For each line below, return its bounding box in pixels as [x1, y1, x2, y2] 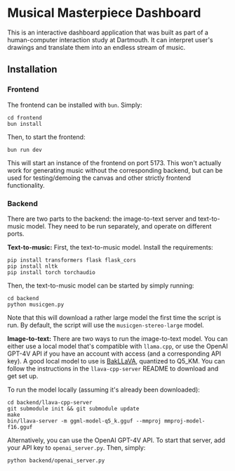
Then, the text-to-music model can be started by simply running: [7, 281, 194, 290]
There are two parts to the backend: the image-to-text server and [7, 214, 196, 223]
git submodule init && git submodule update [7, 405, 140, 412]
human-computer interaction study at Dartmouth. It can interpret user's [7, 35, 213, 44]
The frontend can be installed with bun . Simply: [7, 101, 142, 109]
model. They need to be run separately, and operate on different [26, 221, 212, 230]
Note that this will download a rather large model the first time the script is [7, 313, 222, 321]
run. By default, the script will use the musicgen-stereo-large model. [7, 321, 205, 329]
